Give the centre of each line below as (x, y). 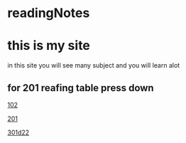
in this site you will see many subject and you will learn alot (94, 65)
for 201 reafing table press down (81, 88)
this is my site (49, 46)
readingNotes (49, 13)
